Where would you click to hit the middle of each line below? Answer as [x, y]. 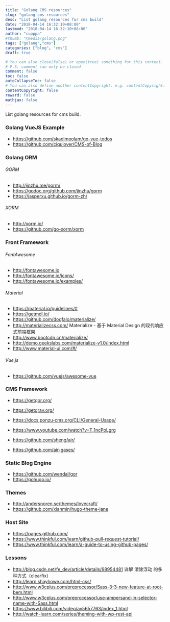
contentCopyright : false [32, 90]
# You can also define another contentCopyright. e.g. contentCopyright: [86, 86]
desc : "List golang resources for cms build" [54, 19]
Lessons [16, 558]
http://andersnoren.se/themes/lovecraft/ [55, 504]
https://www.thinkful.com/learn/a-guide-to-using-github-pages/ [80, 544]
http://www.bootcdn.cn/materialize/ [50, 338]
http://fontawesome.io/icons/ [43, 276]
